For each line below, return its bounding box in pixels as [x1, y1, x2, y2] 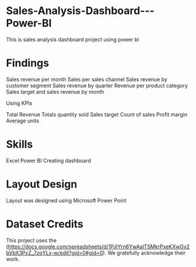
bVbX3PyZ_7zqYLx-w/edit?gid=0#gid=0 [6, 249, 103, 256]
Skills [6, 138, 33, 151]
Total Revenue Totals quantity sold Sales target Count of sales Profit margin [6, 111, 188, 118]
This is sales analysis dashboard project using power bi [6, 36, 139, 43]
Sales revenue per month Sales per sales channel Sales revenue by [6, 76, 167, 83]
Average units [6, 117, 40, 124]
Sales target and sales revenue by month [6, 88, 104, 95]
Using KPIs [6, 100, 33, 107]
